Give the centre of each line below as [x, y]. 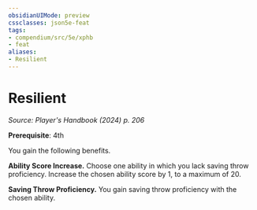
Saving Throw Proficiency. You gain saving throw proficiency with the [123, 189]
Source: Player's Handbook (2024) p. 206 [76, 120]
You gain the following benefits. [60, 150]
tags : [17, 30]
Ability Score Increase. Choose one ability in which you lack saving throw [128, 165]
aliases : [22, 52]
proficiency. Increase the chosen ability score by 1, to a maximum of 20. [125, 174]
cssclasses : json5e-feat [49, 23]
